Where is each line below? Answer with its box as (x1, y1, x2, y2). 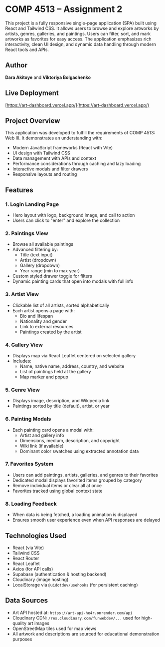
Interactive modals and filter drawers (12, 166, 88, 172)
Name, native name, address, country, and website (19, 363, 125, 369)
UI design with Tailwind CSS (12, 150, 71, 156)
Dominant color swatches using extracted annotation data (19, 448, 139, 454)
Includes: (12, 358, 31, 364)
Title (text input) (19, 252, 53, 258)
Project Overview (5, 116, 60, 125)
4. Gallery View (5, 341, 43, 348)
